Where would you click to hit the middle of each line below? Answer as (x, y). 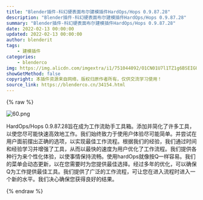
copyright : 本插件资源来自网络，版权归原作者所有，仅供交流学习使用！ (84, 79)
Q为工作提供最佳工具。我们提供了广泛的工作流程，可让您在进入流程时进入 (98, 172)
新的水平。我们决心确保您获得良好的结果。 (64, 179)
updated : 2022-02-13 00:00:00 (44, 34)
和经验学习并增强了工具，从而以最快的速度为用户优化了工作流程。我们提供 (99, 149)
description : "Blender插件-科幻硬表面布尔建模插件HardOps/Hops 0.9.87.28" (96, 18)
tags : (13, 46)
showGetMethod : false (34, 74)
